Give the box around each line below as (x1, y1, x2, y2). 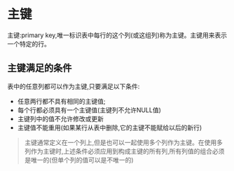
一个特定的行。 (7, 39, 50, 48)
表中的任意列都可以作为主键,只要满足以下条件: (7, 82, 140, 90)
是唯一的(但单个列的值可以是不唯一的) (24, 156, 135, 164)
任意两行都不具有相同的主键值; (17, 97, 106, 105)
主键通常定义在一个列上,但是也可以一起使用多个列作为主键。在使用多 (24, 138, 223, 146)
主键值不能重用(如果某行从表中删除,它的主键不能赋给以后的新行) (17, 123, 202, 132)
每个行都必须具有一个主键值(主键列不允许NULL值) (17, 106, 161, 114)
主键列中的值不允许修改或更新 (17, 114, 104, 123)
